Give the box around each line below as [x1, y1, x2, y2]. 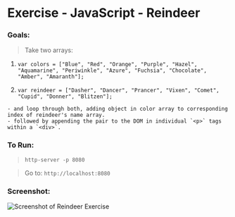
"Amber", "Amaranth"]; [17, 73, 84, 80]
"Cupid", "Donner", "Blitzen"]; [17, 93, 113, 100]
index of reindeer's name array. [7, 111, 106, 119]
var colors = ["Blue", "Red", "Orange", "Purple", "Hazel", [17, 61, 198, 68]
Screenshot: [7, 186, 51, 196]
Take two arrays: [24, 46, 74, 54]
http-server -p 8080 [24, 156, 85, 163]
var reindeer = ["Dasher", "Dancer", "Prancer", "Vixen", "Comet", [17, 87, 220, 94]
